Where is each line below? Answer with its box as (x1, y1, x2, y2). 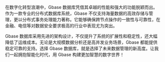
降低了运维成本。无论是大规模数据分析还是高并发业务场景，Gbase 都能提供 (5, 39, 158, 45)
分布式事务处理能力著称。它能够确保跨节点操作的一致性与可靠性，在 (22, 17, 161, 22)
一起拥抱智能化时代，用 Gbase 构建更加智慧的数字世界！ (9, 52, 125, 58)
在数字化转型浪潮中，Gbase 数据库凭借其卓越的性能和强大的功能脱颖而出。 (5, 4, 158, 10)
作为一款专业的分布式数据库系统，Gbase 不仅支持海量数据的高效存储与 (5, 10, 149, 16)
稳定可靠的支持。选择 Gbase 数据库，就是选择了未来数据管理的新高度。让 (5, 46, 155, 51)
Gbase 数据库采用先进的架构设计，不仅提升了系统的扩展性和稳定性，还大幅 (5, 33, 158, 39)
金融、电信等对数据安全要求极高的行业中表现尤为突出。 (5, 23, 117, 29)
